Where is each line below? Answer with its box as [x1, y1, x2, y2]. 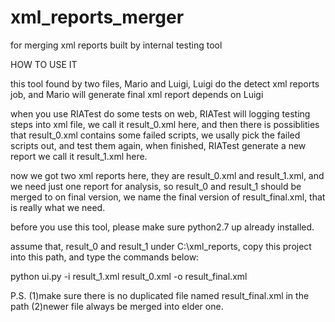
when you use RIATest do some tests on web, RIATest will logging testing [10, 107, 311, 120]
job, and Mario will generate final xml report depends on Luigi [10, 88, 264, 100]
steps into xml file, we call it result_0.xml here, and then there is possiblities [10, 118, 320, 130]
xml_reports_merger [10, 6, 185, 29]
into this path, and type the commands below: [10, 251, 200, 263]
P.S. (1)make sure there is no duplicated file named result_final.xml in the [10, 289, 310, 301]
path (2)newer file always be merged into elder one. [10, 300, 224, 312]
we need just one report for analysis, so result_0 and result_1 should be [10, 180, 302, 192]
